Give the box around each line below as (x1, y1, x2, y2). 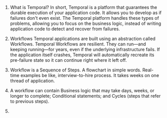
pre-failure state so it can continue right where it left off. (10, 57, 127, 63)
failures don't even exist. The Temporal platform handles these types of (10, 15, 159, 21)
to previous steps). (10, 98, 50, 104)
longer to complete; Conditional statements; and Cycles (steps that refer (10, 93, 161, 99)
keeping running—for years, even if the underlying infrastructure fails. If (10, 47, 160, 52)
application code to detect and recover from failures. (10, 26, 120, 32)
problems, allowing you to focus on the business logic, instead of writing (10, 20, 161, 26)
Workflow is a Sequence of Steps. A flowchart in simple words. (10, 67, 142, 73)
